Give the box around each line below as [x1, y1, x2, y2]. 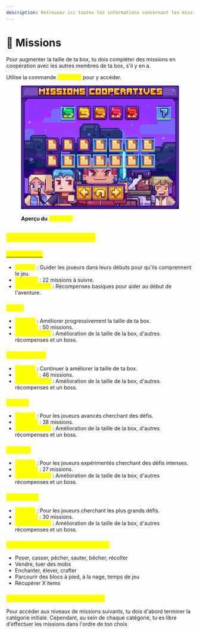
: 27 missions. [39, 466, 73, 473]
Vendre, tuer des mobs [14, 560, 71, 568]
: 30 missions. [39, 513, 74, 520]
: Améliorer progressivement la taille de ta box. [36, 317, 151, 324]
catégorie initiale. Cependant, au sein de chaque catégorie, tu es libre [6, 614, 177, 621]
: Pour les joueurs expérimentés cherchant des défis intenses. [36, 459, 189, 467]
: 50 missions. [39, 324, 74, 331]
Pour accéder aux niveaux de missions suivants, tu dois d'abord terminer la [6, 608, 191, 615]
